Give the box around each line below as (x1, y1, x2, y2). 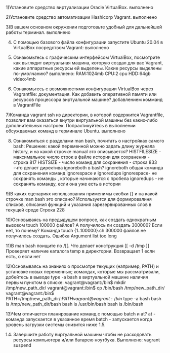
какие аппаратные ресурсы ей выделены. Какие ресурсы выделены (13, 65, 162, 71)
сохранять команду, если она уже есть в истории (13, 181, 121, 187)
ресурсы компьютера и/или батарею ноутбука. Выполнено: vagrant (13, 337, 160, 343)
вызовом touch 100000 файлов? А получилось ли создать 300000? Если (6, 222, 162, 228)
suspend (13, 342, 32, 348)
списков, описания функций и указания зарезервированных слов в (6, 201, 152, 207)
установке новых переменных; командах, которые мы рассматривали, (6, 269, 160, 274)
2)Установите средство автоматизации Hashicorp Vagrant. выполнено (6, 14, 157, 20)
